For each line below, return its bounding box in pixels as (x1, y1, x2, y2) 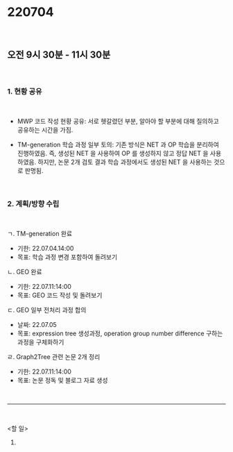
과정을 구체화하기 (17, 338, 64, 346)
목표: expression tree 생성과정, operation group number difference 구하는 (17, 329, 223, 337)
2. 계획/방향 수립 (7, 199, 60, 208)
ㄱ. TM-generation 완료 (7, 230, 73, 238)
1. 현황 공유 (7, 86, 42, 96)
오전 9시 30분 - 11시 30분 (7, 49, 111, 61)
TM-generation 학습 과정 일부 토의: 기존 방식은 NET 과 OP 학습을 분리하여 (17, 140, 220, 149)
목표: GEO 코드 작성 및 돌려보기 (17, 291, 103, 299)
